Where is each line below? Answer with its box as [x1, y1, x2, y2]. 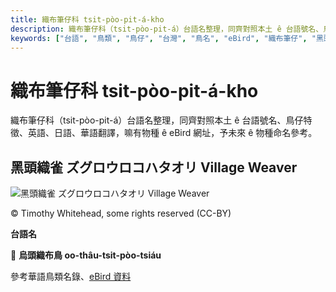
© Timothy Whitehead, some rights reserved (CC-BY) [10, 207, 232, 220]
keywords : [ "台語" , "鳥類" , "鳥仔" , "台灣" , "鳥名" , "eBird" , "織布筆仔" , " [10, 33, 317, 43]
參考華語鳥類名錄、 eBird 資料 [10, 271, 132, 283]
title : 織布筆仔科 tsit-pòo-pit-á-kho [10, 14, 165, 25]
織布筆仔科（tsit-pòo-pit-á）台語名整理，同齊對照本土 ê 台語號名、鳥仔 [10, 114, 304, 126]
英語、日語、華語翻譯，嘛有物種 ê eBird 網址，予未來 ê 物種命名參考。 [27, 127, 318, 139]
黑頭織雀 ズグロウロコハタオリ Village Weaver [10, 159, 298, 176]
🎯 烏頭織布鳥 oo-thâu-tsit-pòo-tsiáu [10, 249, 162, 261]
